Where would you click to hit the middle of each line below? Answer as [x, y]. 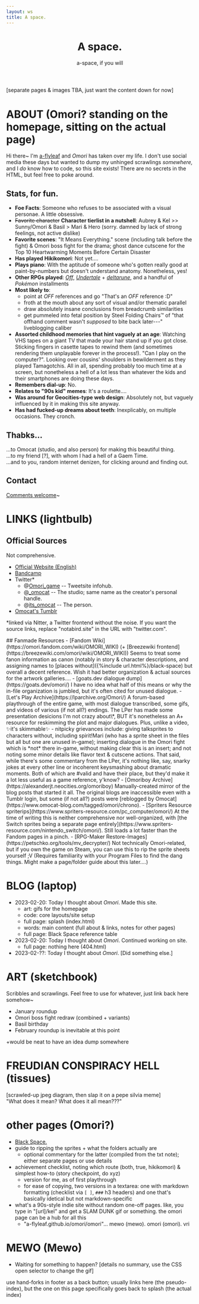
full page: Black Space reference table [70, 934]
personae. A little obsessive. [49, 214]
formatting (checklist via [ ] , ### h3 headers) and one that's [97, 1192]
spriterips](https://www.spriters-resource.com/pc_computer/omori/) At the [97, 811]
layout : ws [20, 12]
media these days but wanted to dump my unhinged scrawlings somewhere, [99, 162]
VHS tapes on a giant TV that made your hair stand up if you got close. [101, 341]
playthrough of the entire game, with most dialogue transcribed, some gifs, [98, 703]
